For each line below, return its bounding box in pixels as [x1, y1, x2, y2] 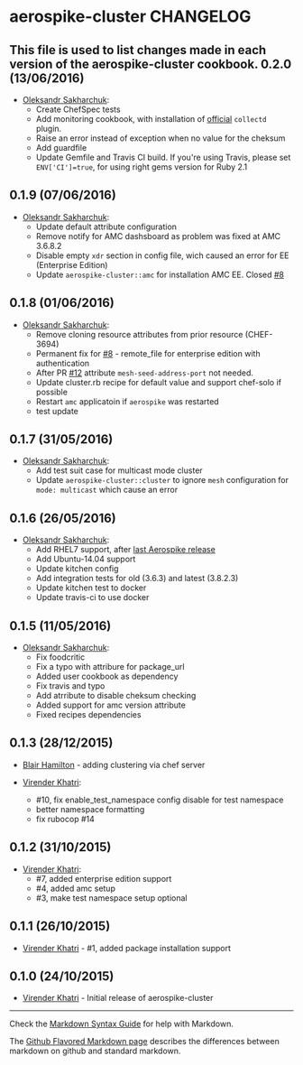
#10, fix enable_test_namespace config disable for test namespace [35, 794, 284, 805]
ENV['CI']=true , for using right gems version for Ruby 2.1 [35, 162, 248, 172]
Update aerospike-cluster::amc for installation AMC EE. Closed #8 [35, 269, 285, 280]
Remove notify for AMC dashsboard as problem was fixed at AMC [35, 230, 281, 241]
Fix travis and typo [35, 681, 106, 691]
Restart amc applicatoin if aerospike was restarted [35, 395, 219, 407]
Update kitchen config [35, 563, 119, 574]
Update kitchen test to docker [35, 582, 147, 593]
